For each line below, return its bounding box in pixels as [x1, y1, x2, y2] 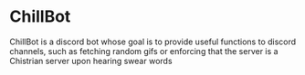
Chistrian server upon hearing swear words [9, 55, 173, 66]
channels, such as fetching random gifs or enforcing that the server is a [9, 45, 279, 56]
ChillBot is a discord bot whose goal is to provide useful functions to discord [9, 36, 297, 47]
